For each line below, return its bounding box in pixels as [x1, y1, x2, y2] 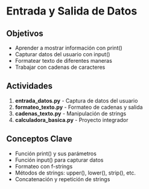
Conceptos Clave [6, 134, 72, 144]
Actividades [6, 81, 53, 91]
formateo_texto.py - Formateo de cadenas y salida [14, 103, 143, 111]
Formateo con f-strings [14, 162, 73, 170]
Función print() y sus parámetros [14, 150, 97, 157]
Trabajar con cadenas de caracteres [14, 63, 106, 71]
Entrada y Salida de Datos [6, 4, 138, 18]
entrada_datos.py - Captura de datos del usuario [14, 97, 138, 104]
